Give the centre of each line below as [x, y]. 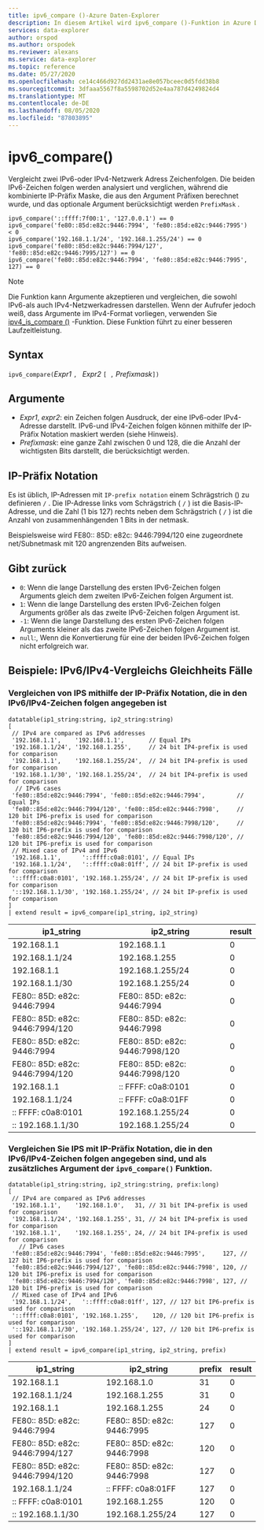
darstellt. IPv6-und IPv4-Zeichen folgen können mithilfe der [145, 426]
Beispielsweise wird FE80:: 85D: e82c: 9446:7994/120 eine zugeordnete [126, 535]
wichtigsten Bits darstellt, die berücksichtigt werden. [104, 451]
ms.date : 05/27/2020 [42, 74]
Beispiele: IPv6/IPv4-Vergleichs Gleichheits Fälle [130, 671]
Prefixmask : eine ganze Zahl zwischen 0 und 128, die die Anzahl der [130, 443]
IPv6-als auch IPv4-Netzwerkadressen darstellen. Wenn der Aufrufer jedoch [132, 305]
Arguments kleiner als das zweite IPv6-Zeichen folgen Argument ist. [130, 629]
